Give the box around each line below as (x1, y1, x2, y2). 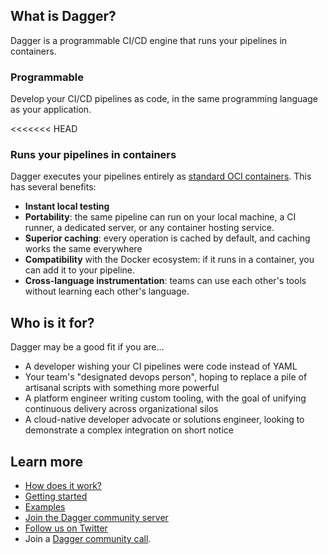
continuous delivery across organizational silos (24, 403, 219, 415)
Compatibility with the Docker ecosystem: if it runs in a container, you (24, 254, 315, 266)
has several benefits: (10, 181, 97, 193)
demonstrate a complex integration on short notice (24, 424, 234, 436)
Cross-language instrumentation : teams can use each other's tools (24, 275, 307, 287)
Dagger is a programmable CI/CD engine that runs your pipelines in (10, 34, 288, 46)
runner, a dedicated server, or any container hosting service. (24, 222, 275, 234)
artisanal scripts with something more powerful (24, 382, 220, 394)
